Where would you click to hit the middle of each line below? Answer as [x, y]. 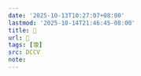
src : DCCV [24, 52]
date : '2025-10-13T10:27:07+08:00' [67, 15]
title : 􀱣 [22, 30]
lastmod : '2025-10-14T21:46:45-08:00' [72, 23]
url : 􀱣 [19, 38]
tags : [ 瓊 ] [26, 45]
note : [17, 60]
